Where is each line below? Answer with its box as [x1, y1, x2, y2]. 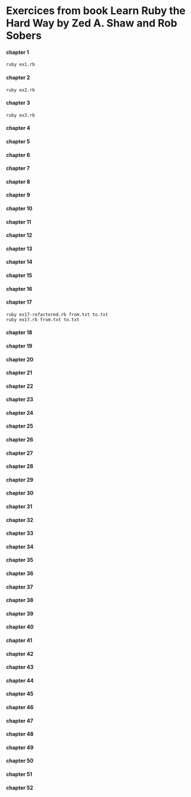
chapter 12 [6, 232, 33, 239]
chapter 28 [6, 463, 34, 470]
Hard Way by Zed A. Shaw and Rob [6, 16, 178, 30]
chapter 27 [6, 449, 33, 456]
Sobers [6, 29, 42, 42]
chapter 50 [6, 757, 34, 764]
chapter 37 [6, 583, 33, 590]
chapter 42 [6, 650, 34, 657]
